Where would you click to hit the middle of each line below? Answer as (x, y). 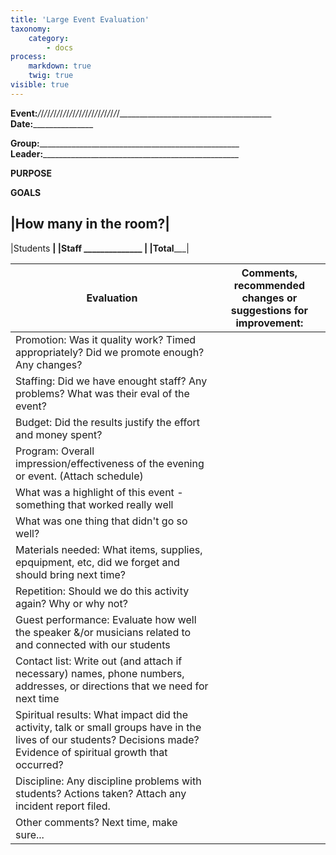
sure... (30, 834)
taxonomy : (31, 29)
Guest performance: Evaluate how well (106, 619)
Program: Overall (55, 451)
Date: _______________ (52, 123)
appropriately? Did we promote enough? (110, 352)
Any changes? (49, 364)
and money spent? (59, 434)
